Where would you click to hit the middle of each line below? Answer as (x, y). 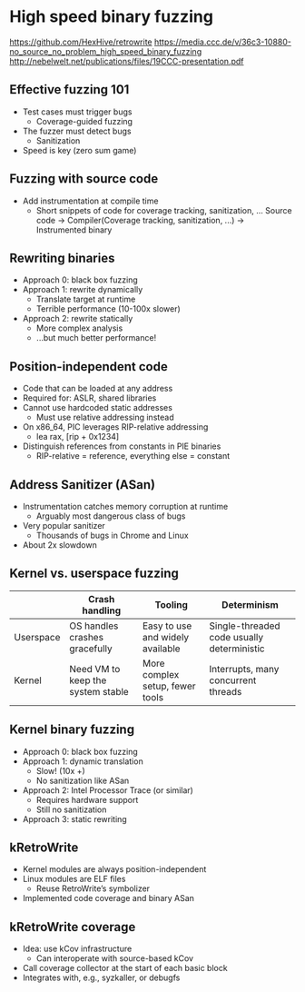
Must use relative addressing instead (105, 417)
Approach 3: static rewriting (74, 818)
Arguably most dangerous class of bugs (111, 516)
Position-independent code (89, 367)
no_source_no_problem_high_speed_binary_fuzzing (106, 51)
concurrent (232, 680)
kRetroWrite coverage (73, 927)
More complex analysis (79, 328)
